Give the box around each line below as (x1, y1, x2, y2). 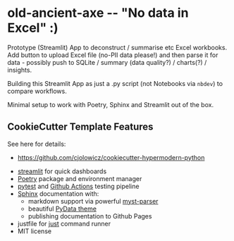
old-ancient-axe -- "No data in (7, 5, 189, 21)
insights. (7, 66, 32, 74)
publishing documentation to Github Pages (27, 211, 152, 220)
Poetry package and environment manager (17, 174, 142, 183)
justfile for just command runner (17, 219, 111, 228)
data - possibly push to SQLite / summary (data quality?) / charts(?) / (7, 58, 207, 66)
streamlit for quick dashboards (17, 167, 107, 175)
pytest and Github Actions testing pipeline (17, 182, 140, 190)
